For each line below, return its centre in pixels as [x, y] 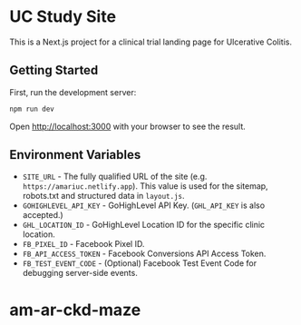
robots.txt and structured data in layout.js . [103, 196]
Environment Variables [75, 155]
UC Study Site [63, 17]
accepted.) [43, 215]
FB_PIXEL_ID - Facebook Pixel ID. [83, 244]
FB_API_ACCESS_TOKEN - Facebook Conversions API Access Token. [144, 254]
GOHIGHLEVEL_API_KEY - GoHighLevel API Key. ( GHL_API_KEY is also [144, 205]
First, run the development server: [73, 92]
